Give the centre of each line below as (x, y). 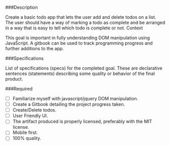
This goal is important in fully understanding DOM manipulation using (78, 38)
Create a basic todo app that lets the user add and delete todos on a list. (81, 17)
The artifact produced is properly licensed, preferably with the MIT (82, 122)
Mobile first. (25, 133)
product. (14, 79)
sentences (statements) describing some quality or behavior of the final (80, 74)
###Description (22, 7)
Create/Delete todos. (35, 110)
